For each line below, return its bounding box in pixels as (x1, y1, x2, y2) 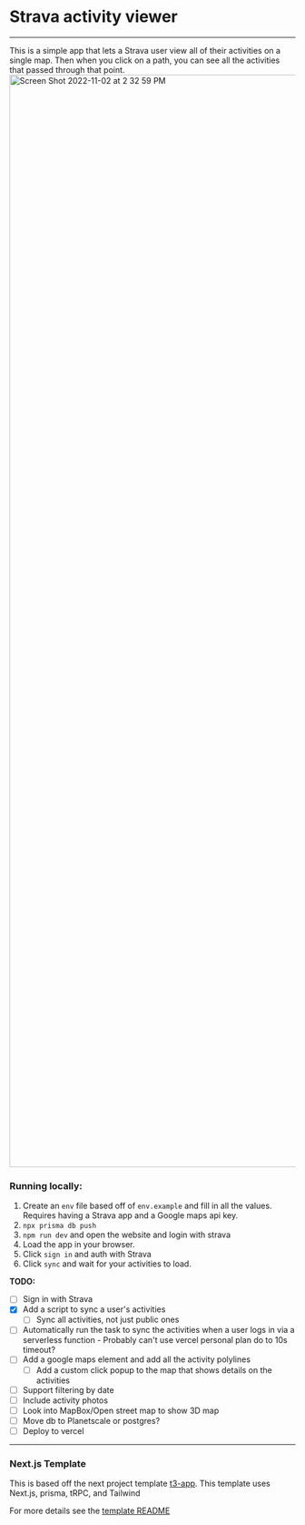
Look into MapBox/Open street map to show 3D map (22, 1405, 220, 1416)
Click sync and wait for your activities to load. (22, 1258, 192, 1269)
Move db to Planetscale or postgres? (22, 1415, 161, 1426)
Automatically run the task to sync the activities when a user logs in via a (22, 1325, 295, 1336)
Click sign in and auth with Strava (22, 1249, 152, 1260)
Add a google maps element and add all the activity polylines (22, 1354, 251, 1365)
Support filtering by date (22, 1384, 115, 1395)
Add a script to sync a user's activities (22, 1304, 166, 1315)
